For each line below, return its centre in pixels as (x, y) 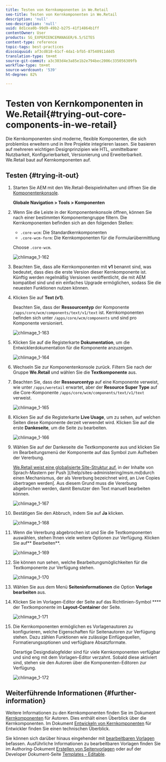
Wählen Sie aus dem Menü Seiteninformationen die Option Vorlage (83, 587)
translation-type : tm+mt (31, 56)
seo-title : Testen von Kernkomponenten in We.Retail (61, 14)
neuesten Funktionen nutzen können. (51, 288)
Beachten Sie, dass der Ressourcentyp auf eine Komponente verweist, (86, 382)
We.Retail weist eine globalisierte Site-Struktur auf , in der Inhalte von (83, 467)
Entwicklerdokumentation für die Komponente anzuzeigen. (73, 347)
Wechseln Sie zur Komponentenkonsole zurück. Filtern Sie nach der (83, 367)
